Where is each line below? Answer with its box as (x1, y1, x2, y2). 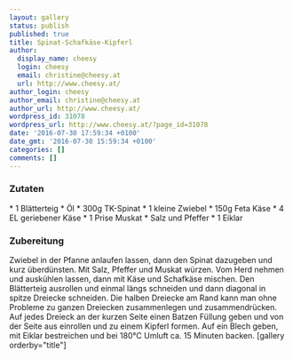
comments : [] (9, 153, 58, 163)
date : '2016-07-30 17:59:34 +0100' (9, 129, 141, 138)
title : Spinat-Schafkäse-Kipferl (9, 37, 133, 47)
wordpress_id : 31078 (9, 112, 86, 121)
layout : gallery (9, 12, 69, 22)
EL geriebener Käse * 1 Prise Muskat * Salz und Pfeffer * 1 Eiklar (9, 212, 243, 223)
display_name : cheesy (17, 54, 98, 63)
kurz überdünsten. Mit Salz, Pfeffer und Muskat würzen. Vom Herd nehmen (9, 264, 284, 275)
